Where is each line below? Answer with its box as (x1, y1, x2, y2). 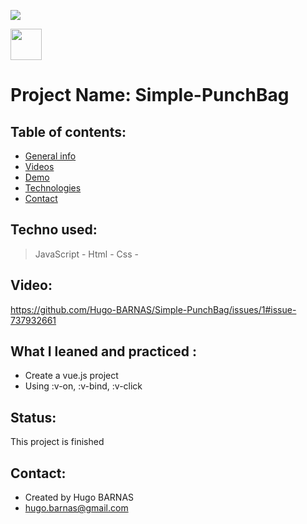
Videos (24, 161, 55, 172)
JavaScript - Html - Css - (34, 248, 139, 260)
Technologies (24, 182, 82, 194)
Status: (10, 409, 57, 426)
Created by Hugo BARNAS (24, 491, 135, 504)
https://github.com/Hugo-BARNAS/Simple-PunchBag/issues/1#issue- (10, 303, 297, 315)
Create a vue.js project (24, 370, 119, 382)
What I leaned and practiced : (10, 343, 197, 360)
